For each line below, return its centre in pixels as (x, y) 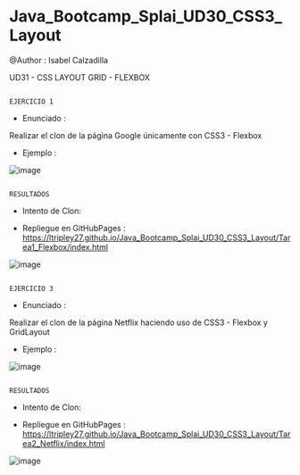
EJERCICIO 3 (31, 288)
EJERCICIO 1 (31, 101)
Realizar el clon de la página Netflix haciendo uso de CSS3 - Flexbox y (138, 322)
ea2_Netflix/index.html (63, 443)
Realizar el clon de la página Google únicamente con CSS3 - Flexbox (136, 135)
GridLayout (30, 331)
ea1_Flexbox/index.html (65, 246)
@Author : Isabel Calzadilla (59, 60)
